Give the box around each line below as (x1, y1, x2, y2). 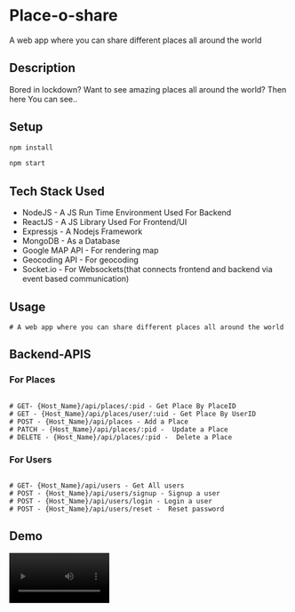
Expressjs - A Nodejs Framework (21, 226, 143, 237)
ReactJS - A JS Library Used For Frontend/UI (21, 217, 187, 228)
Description (9, 60, 76, 76)
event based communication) (21, 273, 130, 285)
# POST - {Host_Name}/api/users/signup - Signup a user (9, 488, 220, 498)
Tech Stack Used (9, 183, 105, 198)
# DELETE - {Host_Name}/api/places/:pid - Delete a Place (9, 432, 233, 441)
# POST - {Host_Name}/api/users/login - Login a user (9, 496, 213, 505)
